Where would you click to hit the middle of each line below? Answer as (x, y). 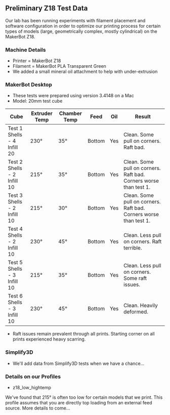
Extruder (42, 113)
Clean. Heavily (140, 306)
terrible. (133, 248)
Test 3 (15, 195)
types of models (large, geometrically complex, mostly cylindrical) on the (81, 31)
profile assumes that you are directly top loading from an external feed (79, 403)
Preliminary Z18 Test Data (47, 8)
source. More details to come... (38, 408)
